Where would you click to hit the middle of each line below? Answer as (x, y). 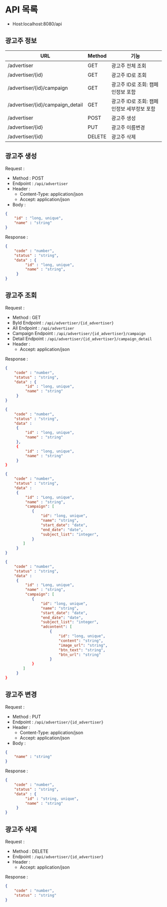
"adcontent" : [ (56, 627)
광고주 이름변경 (128, 127)
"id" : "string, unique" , (52, 799)
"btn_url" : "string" (80, 655)
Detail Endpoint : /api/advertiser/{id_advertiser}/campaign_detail (82, 339)
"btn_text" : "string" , (82, 650)
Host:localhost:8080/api (37, 24)
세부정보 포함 (141, 109)
